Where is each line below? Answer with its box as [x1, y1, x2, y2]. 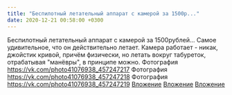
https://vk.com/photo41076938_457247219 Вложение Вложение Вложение [7, 80, 225, 88]
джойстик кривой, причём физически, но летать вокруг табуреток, [7, 50, 206, 59]
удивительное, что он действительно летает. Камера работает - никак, [7, 43, 218, 51]
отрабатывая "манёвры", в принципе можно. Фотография [7, 58, 179, 66]
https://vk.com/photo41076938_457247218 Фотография [7, 72, 168, 80]
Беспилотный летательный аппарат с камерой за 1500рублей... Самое [7, 35, 217, 44]
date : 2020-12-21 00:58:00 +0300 [7, 17, 104, 24]
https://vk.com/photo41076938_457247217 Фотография [7, 65, 168, 74]
